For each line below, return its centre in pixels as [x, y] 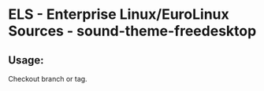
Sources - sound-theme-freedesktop [132, 31]
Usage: [26, 60]
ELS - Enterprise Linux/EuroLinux [119, 15]
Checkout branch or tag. [48, 79]
